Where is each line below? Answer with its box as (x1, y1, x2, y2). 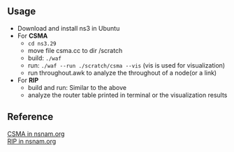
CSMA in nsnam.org (7, 129, 65, 138)
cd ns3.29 (27, 40, 57, 47)
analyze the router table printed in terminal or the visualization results (27, 91, 228, 99)
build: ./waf (27, 54, 61, 62)
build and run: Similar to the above (27, 83, 127, 91)
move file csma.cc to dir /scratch (27, 46, 123, 54)
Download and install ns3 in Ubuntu (17, 24, 120, 32)
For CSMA (17, 31, 48, 40)
